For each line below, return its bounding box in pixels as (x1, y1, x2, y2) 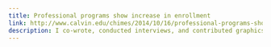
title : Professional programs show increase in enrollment (8, 11, 211, 20)
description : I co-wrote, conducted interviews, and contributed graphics (8, 26, 265, 34)
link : (8, 19, 27, 27)
